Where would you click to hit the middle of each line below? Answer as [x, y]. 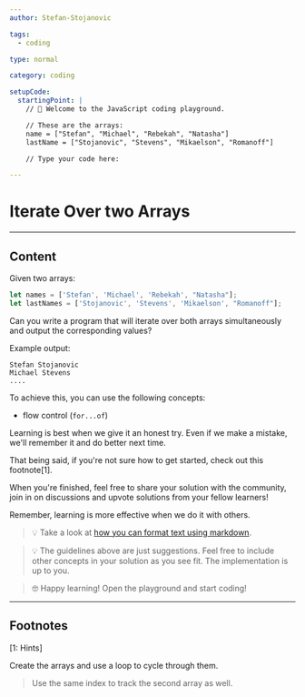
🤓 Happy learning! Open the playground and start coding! [139, 588]
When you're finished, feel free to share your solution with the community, [148, 487]
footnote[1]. [31, 470]
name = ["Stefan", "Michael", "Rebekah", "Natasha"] [128, 134]
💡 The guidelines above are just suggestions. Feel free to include [153, 551]
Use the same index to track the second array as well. [132, 682]
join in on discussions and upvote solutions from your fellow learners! [139, 497]
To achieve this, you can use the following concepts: [108, 398]
